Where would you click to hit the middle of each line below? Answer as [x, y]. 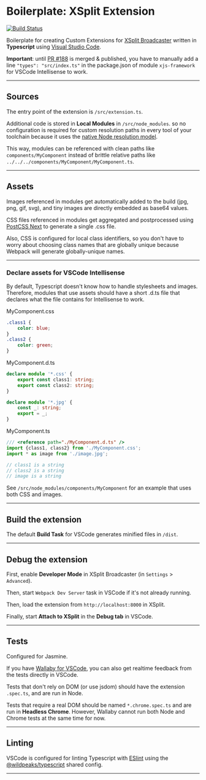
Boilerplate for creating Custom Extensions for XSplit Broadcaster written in [101, 40]
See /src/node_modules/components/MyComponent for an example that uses [99, 488]
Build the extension [44, 519]
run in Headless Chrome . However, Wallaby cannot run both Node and [96, 711]
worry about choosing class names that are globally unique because [93, 244]
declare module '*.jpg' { [39, 402]
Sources [23, 97]
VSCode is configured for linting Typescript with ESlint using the [87, 758]
